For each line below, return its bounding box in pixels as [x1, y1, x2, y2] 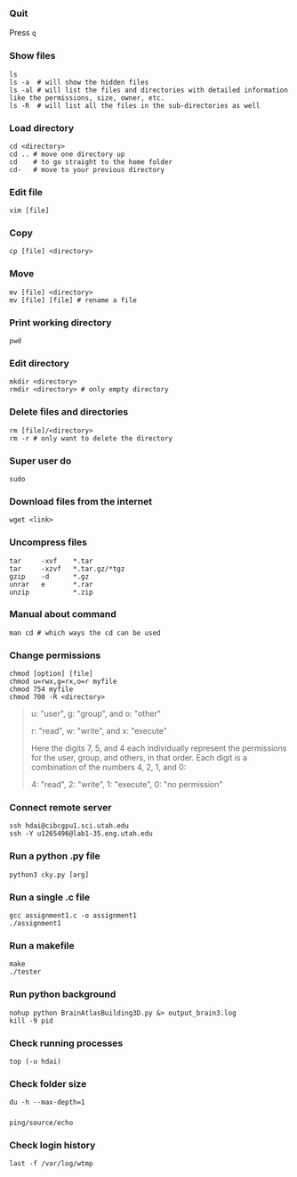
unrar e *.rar [9, 580, 93, 588]
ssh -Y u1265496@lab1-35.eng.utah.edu [9, 829, 153, 838]
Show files [9, 50, 56, 62]
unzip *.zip [9, 588, 93, 597]
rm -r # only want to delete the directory [9, 433, 173, 443]
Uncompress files [9, 536, 87, 548]
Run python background [9, 988, 116, 1000]
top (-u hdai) [9, 1057, 62, 1066]
